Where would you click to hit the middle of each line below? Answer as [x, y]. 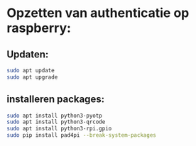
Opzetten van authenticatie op [98, 13]
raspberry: [39, 28]
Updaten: [28, 54]
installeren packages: [55, 100]
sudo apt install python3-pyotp [54, 116]
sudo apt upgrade [32, 77]
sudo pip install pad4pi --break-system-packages [82, 135]
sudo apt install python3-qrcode [56, 122]
